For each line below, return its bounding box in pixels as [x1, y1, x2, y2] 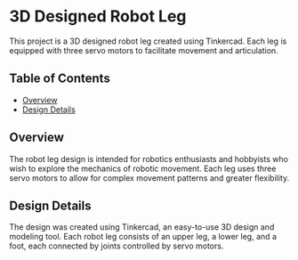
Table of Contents [9, 71, 111, 86]
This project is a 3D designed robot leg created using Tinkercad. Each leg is [9, 36, 287, 46]
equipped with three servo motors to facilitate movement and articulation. [9, 45, 278, 55]
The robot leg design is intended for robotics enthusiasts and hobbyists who [9, 153, 289, 164]
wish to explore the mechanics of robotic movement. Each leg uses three [9, 163, 277, 174]
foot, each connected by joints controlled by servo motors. [9, 240, 224, 251]
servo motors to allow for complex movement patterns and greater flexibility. [9, 172, 290, 183]
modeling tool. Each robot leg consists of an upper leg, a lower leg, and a [9, 232, 278, 242]
